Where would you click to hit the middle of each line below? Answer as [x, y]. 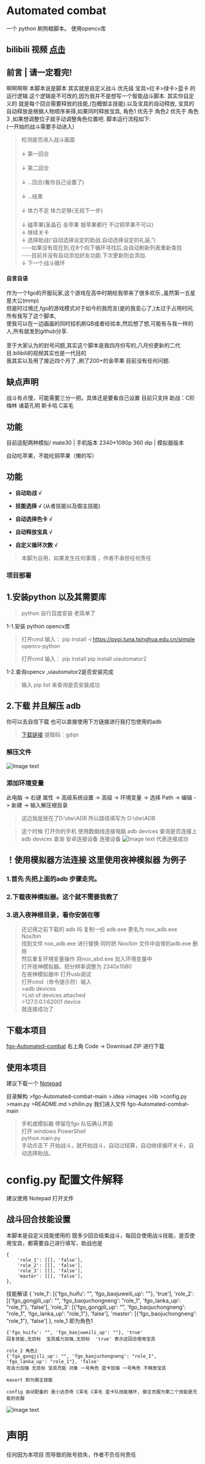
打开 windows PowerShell [54, 1131]
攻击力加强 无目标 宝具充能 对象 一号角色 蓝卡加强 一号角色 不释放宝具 [86, 1368]
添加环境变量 [25, 783]
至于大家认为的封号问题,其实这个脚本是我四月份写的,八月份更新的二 [91, 345]
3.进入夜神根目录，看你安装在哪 [53, 915]
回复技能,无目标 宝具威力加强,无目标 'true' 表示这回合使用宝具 [81, 1339]
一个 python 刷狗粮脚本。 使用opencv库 [56, 28]
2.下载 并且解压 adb [44, 706]
